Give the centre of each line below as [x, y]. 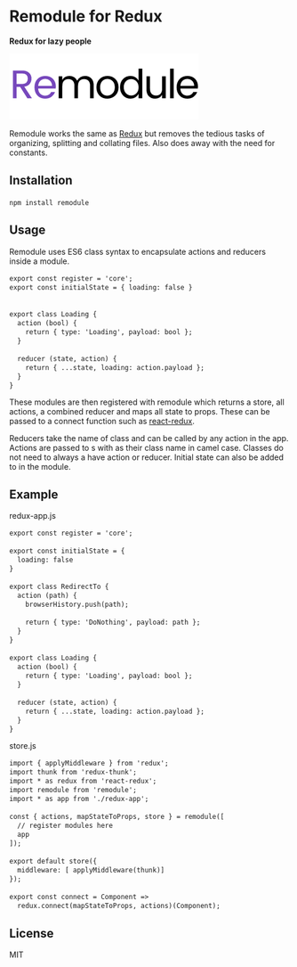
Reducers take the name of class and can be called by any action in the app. [149, 438]
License [32, 933]
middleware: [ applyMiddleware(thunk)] [91, 871]
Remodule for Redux [86, 16]
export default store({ [53, 862]
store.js [23, 746]
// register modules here [65, 826]
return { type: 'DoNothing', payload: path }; [113, 623]
